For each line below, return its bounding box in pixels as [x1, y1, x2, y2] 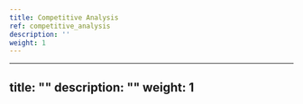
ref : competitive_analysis [9, 22, 111, 30]
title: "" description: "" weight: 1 [9, 80, 195, 95]
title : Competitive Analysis [9, 13, 119, 22]
